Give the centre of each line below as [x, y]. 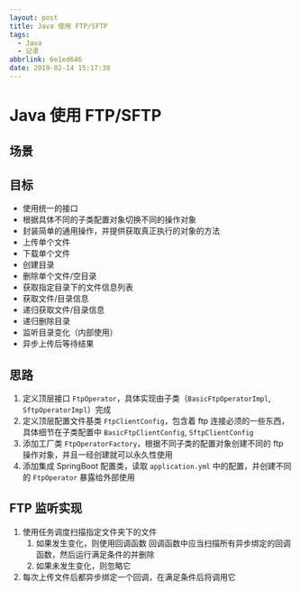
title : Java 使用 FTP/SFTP [59, 26]
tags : [19, 34]
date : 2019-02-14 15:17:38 [60, 69]
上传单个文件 [46, 242]
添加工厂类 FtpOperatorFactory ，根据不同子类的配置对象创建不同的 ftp [153, 444]
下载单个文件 [46, 254]
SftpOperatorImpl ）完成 [67, 410]
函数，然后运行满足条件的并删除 [95, 554]
